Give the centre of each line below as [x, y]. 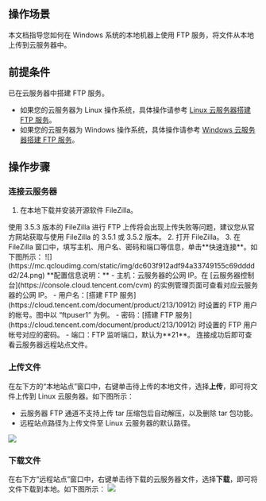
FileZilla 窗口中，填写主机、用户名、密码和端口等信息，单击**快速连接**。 [130, 247]
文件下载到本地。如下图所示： [57, 489]
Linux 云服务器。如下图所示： [86, 396]
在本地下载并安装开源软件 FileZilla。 [78, 210]
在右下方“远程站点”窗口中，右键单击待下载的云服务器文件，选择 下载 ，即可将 [133, 479]
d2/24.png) [27, 276]
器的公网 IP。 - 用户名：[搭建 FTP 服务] [72, 295]
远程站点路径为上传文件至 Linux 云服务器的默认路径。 [107, 422]
